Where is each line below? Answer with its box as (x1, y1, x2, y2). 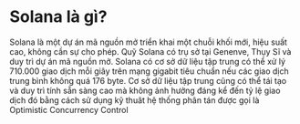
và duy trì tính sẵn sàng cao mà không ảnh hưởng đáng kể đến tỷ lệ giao (9, 85, 281, 96)
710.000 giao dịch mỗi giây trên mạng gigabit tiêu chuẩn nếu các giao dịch (9, 66, 289, 77)
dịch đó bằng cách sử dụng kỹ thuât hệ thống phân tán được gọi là (9, 94, 260, 106)
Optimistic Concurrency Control (9, 104, 129, 115)
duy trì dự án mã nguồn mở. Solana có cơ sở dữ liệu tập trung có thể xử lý (9, 56, 285, 67)
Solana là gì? (9, 6, 108, 27)
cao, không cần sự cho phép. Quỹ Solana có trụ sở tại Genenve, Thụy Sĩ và (9, 46, 292, 57)
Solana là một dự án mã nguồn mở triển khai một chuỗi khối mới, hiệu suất (9, 36, 287, 47)
